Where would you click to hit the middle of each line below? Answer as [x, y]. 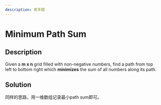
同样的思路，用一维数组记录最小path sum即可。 [53, 97]
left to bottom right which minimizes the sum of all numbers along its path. [81, 69]
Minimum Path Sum [46, 34]
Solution [18, 85]
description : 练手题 [25, 10]
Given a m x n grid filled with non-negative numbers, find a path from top [79, 64]
